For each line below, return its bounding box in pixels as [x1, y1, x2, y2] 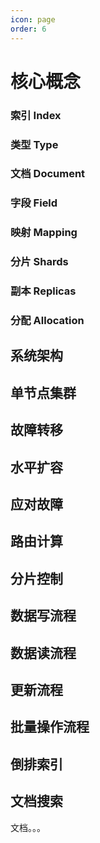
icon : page [10, 14, 56, 25]
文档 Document [10, 167, 86, 181]
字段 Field [10, 196, 58, 210]
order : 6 [10, 24, 47, 34]
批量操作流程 [10, 719, 90, 736]
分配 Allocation [10, 314, 85, 328]
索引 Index [10, 108, 62, 122]
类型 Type [10, 137, 59, 151]
